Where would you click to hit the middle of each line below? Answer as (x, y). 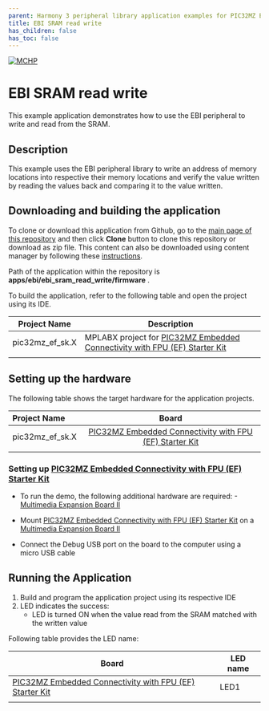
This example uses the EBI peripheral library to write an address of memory (133, 169)
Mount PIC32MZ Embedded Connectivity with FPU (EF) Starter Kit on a (137, 520)
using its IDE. (30, 304)
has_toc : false (34, 38)
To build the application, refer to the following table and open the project (128, 295)
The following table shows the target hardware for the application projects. (131, 398)
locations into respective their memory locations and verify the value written (134, 177)
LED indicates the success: (64, 606)
